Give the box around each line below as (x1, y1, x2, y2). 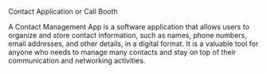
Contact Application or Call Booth (8, 7, 118, 16)
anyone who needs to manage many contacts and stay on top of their (8, 48, 237, 56)
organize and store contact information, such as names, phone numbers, (8, 31, 247, 40)
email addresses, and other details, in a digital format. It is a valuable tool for (8, 39, 259, 48)
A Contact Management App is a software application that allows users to (8, 22, 249, 31)
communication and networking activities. (8, 56, 146, 65)
